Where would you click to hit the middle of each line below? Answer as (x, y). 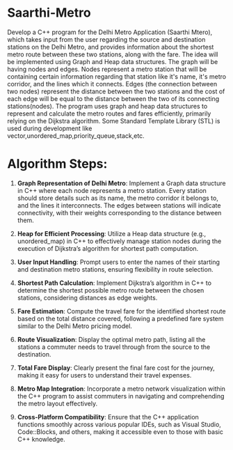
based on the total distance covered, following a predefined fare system (120, 318)
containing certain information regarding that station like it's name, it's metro (117, 76)
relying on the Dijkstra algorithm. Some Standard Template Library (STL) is (114, 121)
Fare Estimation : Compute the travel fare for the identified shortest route (121, 311)
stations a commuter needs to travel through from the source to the (114, 347)
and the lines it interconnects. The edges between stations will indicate (119, 205)
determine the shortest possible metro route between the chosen (111, 290)
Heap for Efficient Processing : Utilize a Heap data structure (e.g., (112, 233)
